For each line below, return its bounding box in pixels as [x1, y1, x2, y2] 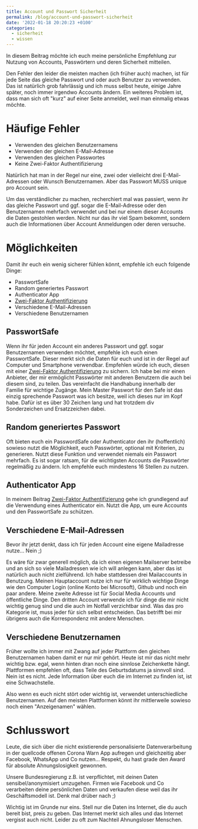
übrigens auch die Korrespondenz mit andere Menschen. [6, 615, 145, 622]
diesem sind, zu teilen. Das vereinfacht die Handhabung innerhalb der [6, 380, 176, 387]
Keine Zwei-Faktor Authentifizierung [14, 160, 103, 167]
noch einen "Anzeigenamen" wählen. [6, 703, 96, 710]
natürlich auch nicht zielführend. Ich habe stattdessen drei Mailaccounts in [6, 571, 187, 578]
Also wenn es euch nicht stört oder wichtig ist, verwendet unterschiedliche [6, 690, 188, 698]
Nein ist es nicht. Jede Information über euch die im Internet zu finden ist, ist [6, 673, 192, 680]
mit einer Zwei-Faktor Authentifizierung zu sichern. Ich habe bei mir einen [6, 367, 186, 374]
